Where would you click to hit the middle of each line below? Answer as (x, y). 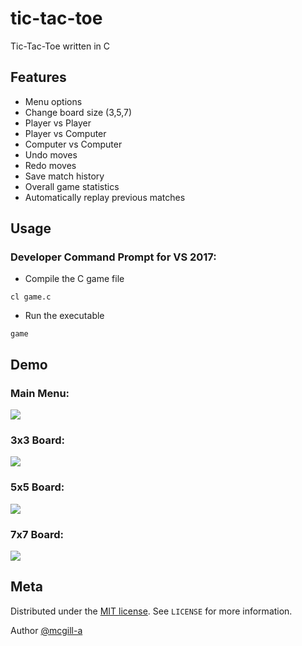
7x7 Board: (37, 534)
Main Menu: (40, 393)
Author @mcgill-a (46, 630)
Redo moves (50, 165)
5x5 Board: (37, 487)
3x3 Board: (38, 440)
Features (38, 77)
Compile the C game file (74, 279)
